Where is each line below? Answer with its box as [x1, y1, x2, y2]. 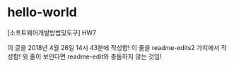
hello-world [7, 4, 78, 20]
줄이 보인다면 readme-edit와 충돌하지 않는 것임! [29, 52, 162, 61]
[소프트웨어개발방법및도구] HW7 [7, 28, 97, 37]
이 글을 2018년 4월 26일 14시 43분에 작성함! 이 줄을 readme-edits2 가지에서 [7, 43, 220, 51]
